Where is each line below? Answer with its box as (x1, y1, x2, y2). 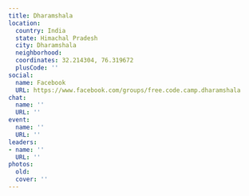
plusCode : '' (15, 64, 59, 72)
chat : (8, 94, 26, 102)
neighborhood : (15, 49, 62, 57)
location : (8, 19, 41, 27)
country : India (15, 26, 66, 34)
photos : (8, 161, 34, 169)
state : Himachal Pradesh (15, 34, 98, 42)
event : (8, 116, 30, 124)
